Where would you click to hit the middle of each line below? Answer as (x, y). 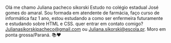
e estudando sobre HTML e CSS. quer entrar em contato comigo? (74, 24)
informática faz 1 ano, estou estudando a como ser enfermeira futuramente (84, 18)
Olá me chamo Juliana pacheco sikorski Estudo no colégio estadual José (82, 7)
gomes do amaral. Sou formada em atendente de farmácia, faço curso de (82, 13)
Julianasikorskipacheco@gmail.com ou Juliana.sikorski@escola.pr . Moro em (86, 29)
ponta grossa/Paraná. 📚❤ (33, 35)
